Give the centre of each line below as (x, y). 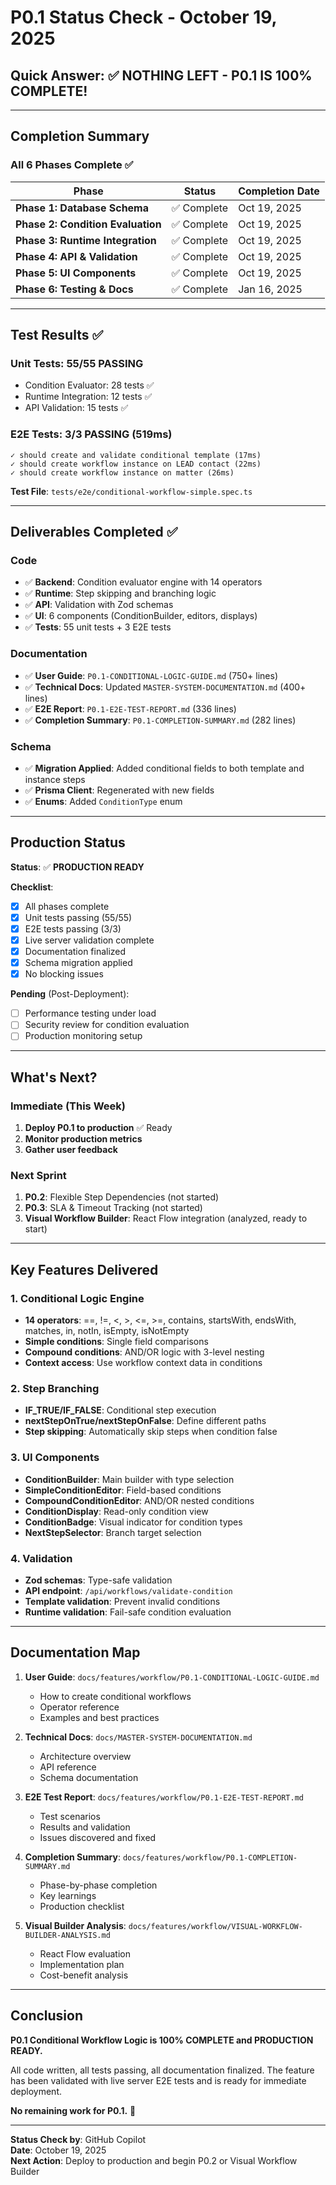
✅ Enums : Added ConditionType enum (103, 801)
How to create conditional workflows (115, 1696)
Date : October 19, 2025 (58, 2150)
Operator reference (79, 1707)
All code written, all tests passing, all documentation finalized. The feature (162, 2070)
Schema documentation (89, 1777)
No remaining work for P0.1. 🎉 (73, 2110)
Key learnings (68, 1895)
